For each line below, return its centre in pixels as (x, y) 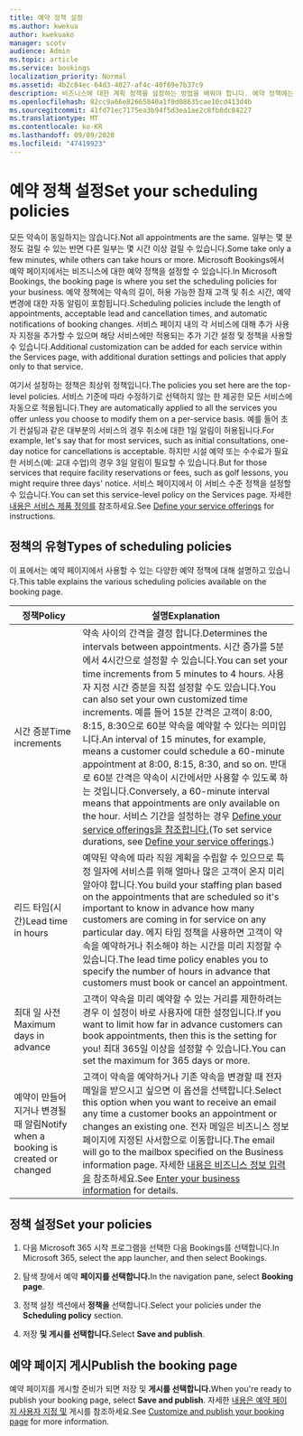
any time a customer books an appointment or (180, 1114)
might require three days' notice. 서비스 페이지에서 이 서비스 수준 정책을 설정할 (150, 483)
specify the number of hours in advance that (176, 971)
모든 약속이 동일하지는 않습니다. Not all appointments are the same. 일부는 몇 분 (151, 237)
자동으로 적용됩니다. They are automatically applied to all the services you (143, 407)
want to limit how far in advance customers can (183, 1024)
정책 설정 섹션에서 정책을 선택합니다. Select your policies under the (142, 1305)
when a (29, 1136)
